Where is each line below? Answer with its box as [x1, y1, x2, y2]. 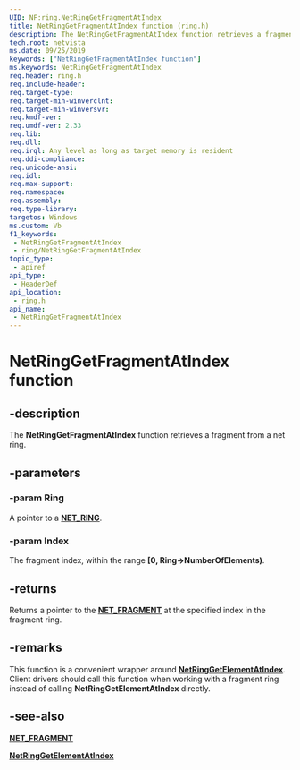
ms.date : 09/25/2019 [9, 47, 87, 56]
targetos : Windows [9, 212, 78, 222]
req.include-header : [9, 80, 87, 89]
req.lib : [9, 130, 42, 139]
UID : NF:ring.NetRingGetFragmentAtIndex [9, 13, 162, 22]
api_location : [9, 287, 62, 296]
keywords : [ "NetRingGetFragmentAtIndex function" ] [9, 55, 202, 64]
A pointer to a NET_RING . [9, 512, 103, 523]
